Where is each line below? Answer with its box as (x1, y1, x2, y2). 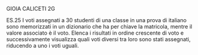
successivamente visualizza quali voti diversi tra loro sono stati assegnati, (6, 36, 191, 42)
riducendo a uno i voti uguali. (6, 42, 79, 49)
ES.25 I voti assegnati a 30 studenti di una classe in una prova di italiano (6, 17, 187, 23)
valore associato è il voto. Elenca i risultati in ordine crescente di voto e (6, 29, 184, 36)
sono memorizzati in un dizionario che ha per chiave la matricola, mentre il (6, 23, 193, 30)
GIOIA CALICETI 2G (6, 5, 55, 12)
